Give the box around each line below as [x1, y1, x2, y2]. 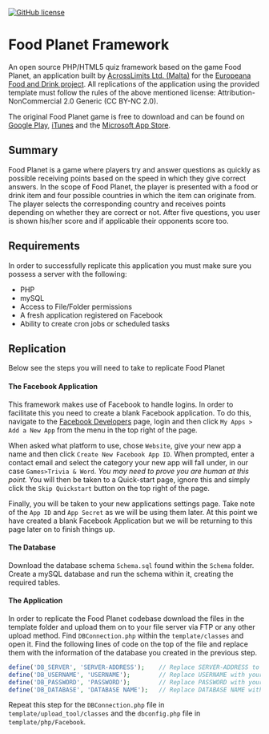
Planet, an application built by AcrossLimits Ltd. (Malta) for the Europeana [8, 71, 251, 80]
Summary [8, 144, 58, 157]
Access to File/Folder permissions [19, 302, 132, 311]
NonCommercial [8, 96, 62, 106]
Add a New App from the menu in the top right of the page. [8, 425, 198, 435]
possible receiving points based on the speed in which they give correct [8, 173, 247, 183]
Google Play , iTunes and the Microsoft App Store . [8, 120, 171, 130]
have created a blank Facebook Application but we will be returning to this [8, 516, 253, 525]
